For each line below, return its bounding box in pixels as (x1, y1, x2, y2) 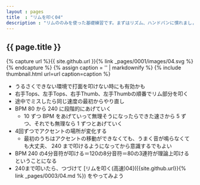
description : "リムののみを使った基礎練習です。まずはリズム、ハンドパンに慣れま (6, 20, 188, 26)
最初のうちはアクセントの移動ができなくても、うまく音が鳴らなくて (23, 135, 190, 142)
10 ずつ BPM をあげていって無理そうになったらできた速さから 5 (23, 113, 180, 120)
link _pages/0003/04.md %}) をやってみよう (14, 172, 124, 180)
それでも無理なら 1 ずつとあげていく (34, 120, 123, 127)
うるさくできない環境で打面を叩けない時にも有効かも (14, 83, 146, 90)
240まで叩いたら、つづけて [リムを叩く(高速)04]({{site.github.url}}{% (14, 165, 186, 172)
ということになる (14, 158, 57, 165)
